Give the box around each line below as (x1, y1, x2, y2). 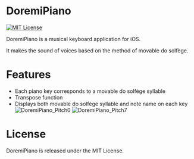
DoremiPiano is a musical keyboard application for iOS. (6, 35, 141, 42)
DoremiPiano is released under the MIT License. (6, 147, 124, 154)
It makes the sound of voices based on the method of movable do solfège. (6, 46, 189, 54)
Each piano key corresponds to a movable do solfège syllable (14, 88, 165, 95)
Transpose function (14, 93, 63, 101)
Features (6, 68, 51, 82)
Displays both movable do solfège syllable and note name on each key (14, 100, 188, 107)
